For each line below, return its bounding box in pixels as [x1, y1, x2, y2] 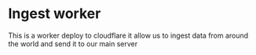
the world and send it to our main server [8, 38, 138, 48]
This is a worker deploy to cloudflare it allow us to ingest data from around [8, 31, 249, 40]
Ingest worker [8, 5, 101, 23]
